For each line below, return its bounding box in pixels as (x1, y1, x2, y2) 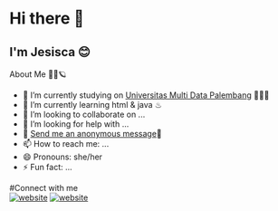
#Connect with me (9, 183, 79, 193)
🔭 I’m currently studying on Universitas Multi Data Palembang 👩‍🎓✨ (22, 90, 270, 101)
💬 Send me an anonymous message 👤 (22, 129, 163, 139)
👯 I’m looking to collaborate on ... (22, 109, 146, 120)
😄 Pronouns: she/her (22, 151, 102, 162)
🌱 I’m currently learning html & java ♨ (22, 100, 163, 110)
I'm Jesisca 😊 (9, 44, 91, 60)
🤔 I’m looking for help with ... (22, 119, 129, 129)
